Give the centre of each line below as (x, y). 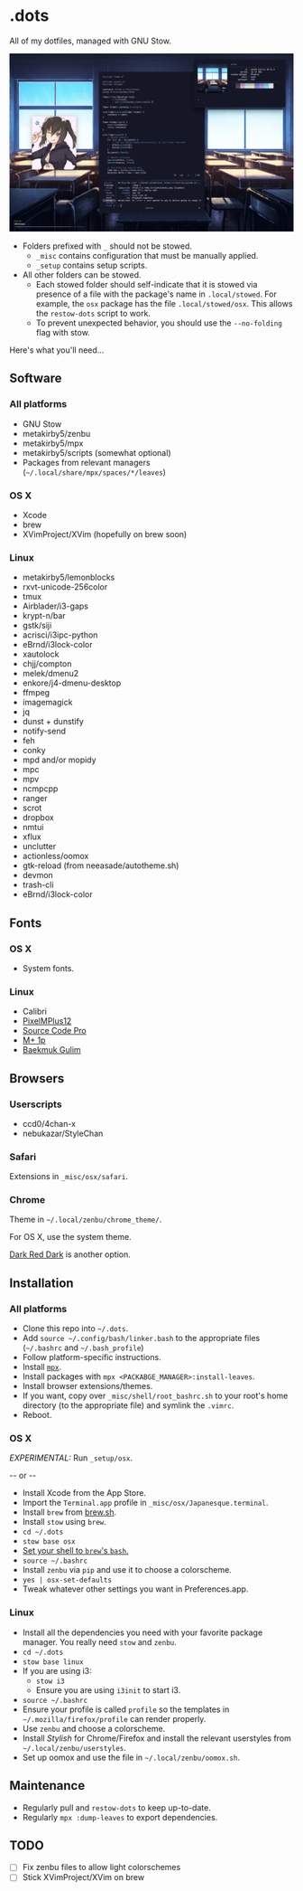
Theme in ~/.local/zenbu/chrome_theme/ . (86, 1220)
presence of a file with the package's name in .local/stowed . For (156, 294)
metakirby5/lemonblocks (69, 577)
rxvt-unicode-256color (65, 587)
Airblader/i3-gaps (55, 606)
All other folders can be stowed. (82, 274)
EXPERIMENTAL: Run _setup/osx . (71, 1458)
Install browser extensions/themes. (87, 1386)
